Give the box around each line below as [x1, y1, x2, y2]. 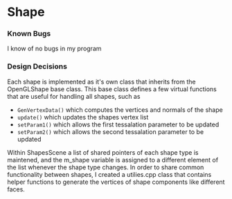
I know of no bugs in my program [7, 44, 102, 53]
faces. [7, 184, 26, 193]
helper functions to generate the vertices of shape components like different [7, 178, 225, 186]
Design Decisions [7, 61, 68, 71]
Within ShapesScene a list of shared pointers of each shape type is [7, 148, 199, 156]
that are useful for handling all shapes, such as [7, 92, 141, 100]
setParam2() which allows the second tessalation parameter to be [17, 127, 204, 135]
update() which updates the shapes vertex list [17, 113, 149, 121]
